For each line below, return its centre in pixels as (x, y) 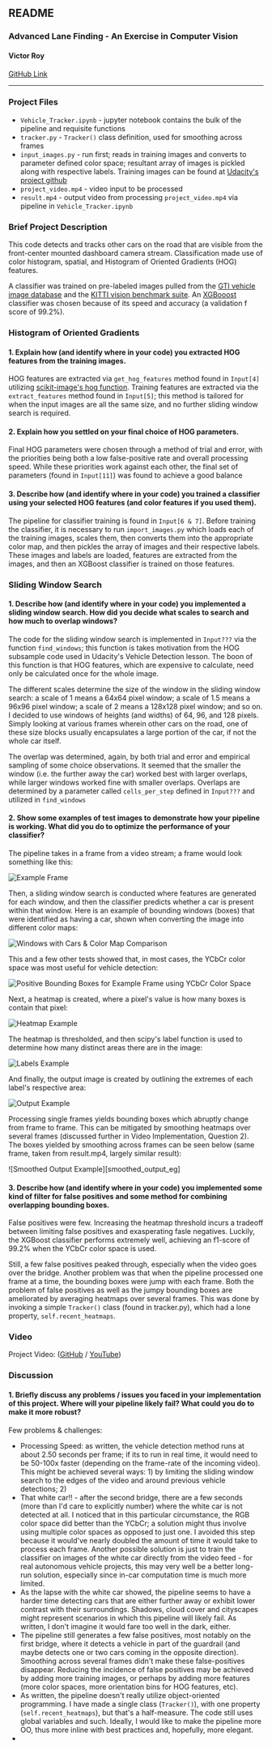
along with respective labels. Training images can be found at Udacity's (139, 171)
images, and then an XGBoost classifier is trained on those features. (121, 564)
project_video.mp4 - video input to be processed (102, 189)
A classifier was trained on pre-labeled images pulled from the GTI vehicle (132, 286)
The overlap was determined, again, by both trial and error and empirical (130, 756)
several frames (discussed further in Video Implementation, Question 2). (129, 1136)
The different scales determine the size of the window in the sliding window (134, 689)
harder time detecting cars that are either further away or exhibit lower (138, 1600)
